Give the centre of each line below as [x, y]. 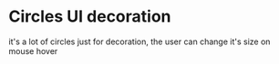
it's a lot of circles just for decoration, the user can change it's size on [139, 41]
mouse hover [33, 50]
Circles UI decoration [90, 17]
